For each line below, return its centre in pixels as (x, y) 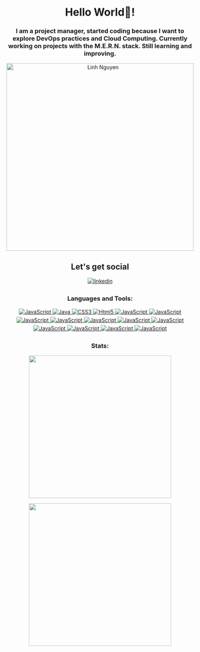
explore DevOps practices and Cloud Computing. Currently (100, 38)
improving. (100, 53)
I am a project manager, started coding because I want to (100, 31)
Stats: (100, 346)
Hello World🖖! (100, 12)
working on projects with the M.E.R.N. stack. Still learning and (100, 46)
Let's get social (100, 267)
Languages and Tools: (100, 298)
